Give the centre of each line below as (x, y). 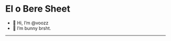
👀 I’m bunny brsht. (32, 28)
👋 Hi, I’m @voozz (31, 23)
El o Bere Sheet (38, 9)
